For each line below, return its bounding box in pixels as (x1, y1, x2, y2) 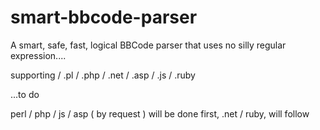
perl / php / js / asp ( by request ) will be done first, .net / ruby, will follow (10, 107, 310, 120)
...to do (10, 88, 40, 100)
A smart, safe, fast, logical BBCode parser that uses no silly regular (10, 39, 287, 51)
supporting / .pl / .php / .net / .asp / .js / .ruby (10, 69, 196, 81)
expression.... (10, 49, 67, 61)
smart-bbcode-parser (10, 6, 198, 29)
